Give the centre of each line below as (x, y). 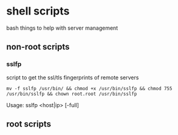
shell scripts (38, 11)
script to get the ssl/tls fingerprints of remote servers (73, 77)
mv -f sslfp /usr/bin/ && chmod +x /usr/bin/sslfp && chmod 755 (89, 88)
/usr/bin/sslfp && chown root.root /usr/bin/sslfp (72, 94)
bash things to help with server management (62, 28)
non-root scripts (38, 47)
